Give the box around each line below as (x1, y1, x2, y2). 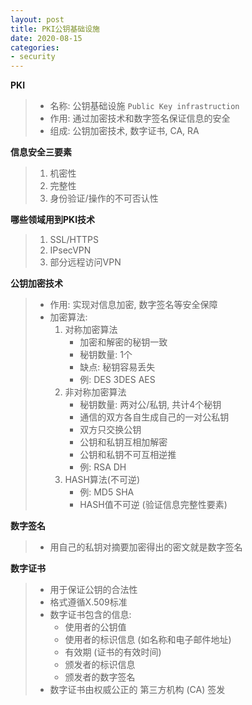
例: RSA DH (79, 461, 127, 473)
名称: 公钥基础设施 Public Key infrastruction (49, 100, 240, 112)
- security (10, 52, 56, 62)
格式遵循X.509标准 (49, 596, 128, 608)
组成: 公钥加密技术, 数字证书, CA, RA (49, 125, 200, 137)
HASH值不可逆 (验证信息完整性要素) (79, 499, 228, 511)
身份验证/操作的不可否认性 (49, 192, 159, 205)
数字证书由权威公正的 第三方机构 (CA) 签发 (49, 684, 226, 696)
